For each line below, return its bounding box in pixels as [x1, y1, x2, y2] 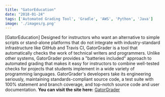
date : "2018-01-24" [5, 12, 45, 17]
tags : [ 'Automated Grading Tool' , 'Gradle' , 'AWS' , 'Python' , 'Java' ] [5, 16, 153, 21]
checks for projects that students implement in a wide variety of [5, 66, 135, 72]
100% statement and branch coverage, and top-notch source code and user [5, 82, 160, 88]
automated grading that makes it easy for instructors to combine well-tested [5, 61, 160, 66]
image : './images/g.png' [5, 21, 56, 26]
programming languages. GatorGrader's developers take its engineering [5, 71, 151, 77]
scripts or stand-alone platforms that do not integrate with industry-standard [5, 40, 161, 46]
